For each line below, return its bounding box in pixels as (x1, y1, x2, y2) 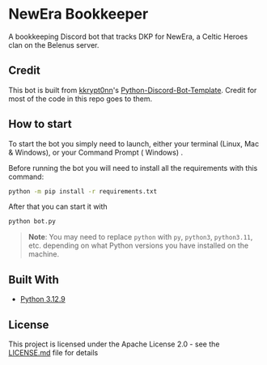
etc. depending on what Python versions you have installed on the (28, 240, 249, 251)
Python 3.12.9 (19, 295, 66, 304)
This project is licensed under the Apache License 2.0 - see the (8, 339, 220, 349)
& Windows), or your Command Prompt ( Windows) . (8, 147, 184, 157)
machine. (28, 249, 60, 259)
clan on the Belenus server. (8, 40, 100, 49)
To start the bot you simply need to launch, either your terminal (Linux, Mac (8, 138, 260, 148)
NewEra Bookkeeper (8, 5, 149, 23)
